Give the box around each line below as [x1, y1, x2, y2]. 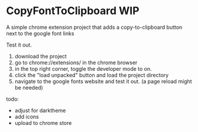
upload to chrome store [14, 119, 72, 126]
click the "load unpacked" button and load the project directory [14, 71, 169, 78]
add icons [14, 113, 40, 120]
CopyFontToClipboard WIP [6, 4, 140, 18]
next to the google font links [6, 29, 74, 37]
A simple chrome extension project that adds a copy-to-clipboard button [6, 24, 183, 31]
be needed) [14, 84, 43, 91]
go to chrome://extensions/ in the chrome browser [14, 59, 138, 66]
